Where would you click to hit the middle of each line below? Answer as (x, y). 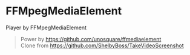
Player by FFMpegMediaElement (46, 27)
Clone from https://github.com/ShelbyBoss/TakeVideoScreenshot (102, 45)
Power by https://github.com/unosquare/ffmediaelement (91, 39)
